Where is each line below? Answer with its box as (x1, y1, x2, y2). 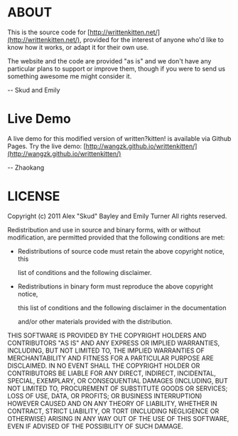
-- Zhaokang (7, 163, 45, 172)
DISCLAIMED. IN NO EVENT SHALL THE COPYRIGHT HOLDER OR (7, 361, 200, 370)
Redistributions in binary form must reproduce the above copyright (17, 282, 213, 291)
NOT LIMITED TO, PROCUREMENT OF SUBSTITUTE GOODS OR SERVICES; (7, 384, 228, 393)
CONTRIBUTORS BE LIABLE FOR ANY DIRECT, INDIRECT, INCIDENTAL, (7, 368, 217, 378)
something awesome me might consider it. (7, 72, 132, 81)
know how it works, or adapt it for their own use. (7, 43, 149, 51)
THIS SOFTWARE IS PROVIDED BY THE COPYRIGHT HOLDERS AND (7, 331, 207, 339)
